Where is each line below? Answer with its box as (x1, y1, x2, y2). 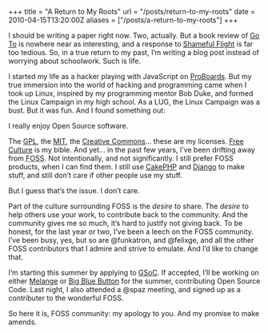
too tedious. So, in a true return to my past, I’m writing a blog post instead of (8, 48, 260, 57)
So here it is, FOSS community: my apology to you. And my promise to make (8, 309, 260, 318)
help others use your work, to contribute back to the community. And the (8, 210, 248, 219)
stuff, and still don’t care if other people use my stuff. (8, 171, 182, 180)
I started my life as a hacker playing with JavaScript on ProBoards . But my (8, 72, 252, 81)
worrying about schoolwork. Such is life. (8, 56, 142, 65)
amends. (8, 317, 38, 327)
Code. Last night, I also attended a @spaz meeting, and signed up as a (8, 285, 242, 294)
